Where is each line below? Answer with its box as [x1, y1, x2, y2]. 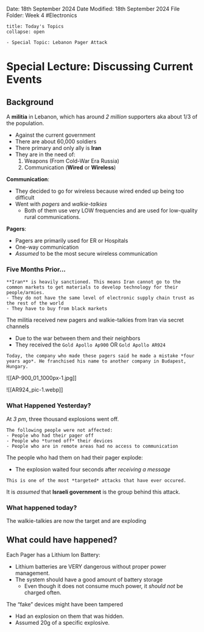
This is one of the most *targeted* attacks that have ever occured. [6, 477, 187, 484]
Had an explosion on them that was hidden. [15, 612, 124, 620]
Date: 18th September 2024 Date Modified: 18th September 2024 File [6, 5, 180, 12]
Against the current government [15, 131, 96, 138]
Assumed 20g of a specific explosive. [15, 619, 110, 626]
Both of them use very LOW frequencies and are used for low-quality [24, 207, 198, 214]
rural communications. [24, 214, 81, 220]
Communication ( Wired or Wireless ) [24, 164, 116, 171]
